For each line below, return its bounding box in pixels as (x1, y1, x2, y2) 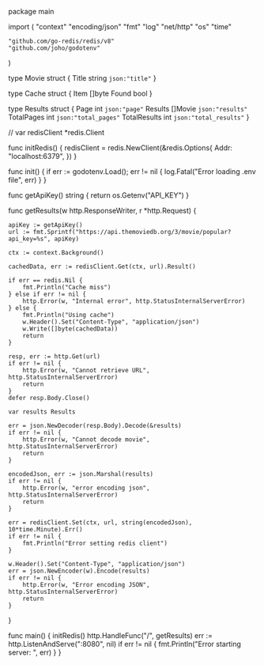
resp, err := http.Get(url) (8, 353, 101, 361)
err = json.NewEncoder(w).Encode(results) (8, 567, 150, 575)
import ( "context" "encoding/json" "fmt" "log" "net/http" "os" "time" (8, 22, 232, 31)
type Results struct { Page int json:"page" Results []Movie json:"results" (8, 104, 248, 113)
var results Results (8, 408, 77, 416)
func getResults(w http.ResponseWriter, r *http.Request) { (8, 206, 197, 215)
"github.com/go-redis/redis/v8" (8, 37, 115, 45)
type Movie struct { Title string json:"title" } (8, 74, 157, 82)
